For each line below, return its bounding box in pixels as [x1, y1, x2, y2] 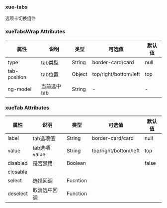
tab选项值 [32, 135, 56, 142]
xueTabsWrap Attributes [5, 28, 66, 35]
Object [72, 71, 88, 78]
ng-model [7, 86, 32, 93]
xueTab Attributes [5, 104, 50, 111]
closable [7, 168, 28, 175]
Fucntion [67, 177, 87, 184]
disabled [7, 159, 28, 166]
